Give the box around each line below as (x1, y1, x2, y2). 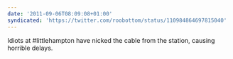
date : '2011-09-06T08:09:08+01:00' (7, 10, 113, 18)
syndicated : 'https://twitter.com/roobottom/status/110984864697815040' (7, 17, 227, 24)
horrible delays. (7, 44, 53, 52)
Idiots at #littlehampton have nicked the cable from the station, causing (7, 36, 215, 44)
